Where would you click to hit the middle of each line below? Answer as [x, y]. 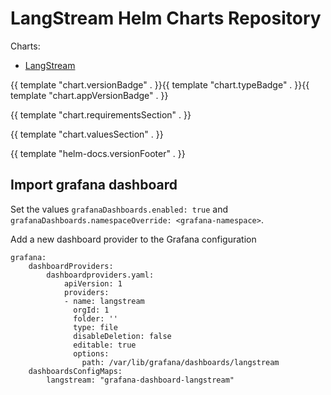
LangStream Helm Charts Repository [166, 18]
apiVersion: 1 [93, 283]
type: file [95, 327]
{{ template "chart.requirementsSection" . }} [101, 114]
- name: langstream [104, 301]
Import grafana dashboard [94, 185]
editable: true [105, 345]
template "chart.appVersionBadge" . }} [89, 95]
